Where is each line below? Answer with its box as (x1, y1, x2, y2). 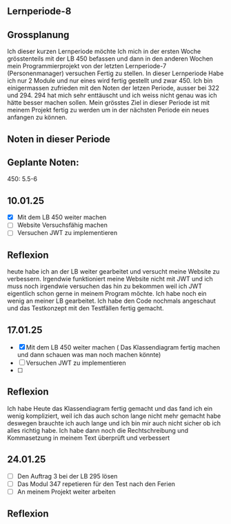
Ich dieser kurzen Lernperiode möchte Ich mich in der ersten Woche (7, 48, 201, 56)
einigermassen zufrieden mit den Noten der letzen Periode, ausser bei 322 (7, 84, 219, 92)
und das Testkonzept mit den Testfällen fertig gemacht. (7, 304, 164, 312)
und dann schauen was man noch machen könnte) (17, 351, 161, 359)
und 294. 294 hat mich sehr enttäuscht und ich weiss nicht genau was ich (7, 91, 217, 99)
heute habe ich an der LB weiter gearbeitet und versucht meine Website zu (7, 268, 220, 276)
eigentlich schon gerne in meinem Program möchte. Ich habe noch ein (7, 290, 207, 298)
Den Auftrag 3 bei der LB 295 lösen (17, 472, 118, 480)
